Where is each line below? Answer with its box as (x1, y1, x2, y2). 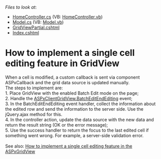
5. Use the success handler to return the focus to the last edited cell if (5, 127, 149, 133)
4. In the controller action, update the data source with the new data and (5, 117, 154, 123)
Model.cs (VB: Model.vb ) (12, 19, 64, 25)
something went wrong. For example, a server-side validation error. (5, 132, 144, 139)
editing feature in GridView (5, 58, 119, 69)
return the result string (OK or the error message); (5, 122, 108, 128)
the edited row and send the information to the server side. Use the (5, 106, 143, 112)
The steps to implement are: (5, 85, 63, 91)
